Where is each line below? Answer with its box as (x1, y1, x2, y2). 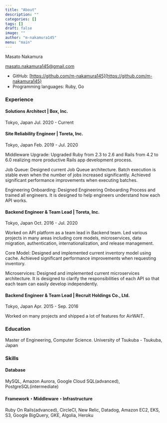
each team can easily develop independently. (5, 281, 98, 287)
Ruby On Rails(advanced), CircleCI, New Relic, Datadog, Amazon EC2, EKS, (5, 407, 161, 413)
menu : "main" (5, 40, 32, 45)
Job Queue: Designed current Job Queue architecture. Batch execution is (5, 167, 156, 173)
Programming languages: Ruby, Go (12, 83, 84, 89)
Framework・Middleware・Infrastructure (5, 396, 93, 402)
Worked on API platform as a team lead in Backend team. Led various (5, 230, 148, 236)
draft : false (5, 26, 32, 31)
